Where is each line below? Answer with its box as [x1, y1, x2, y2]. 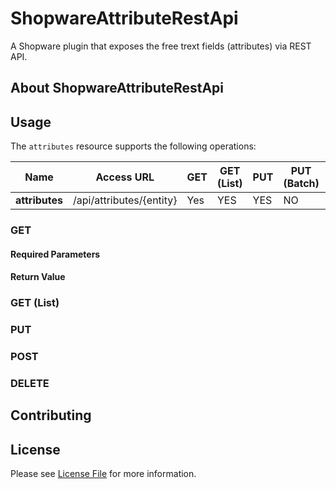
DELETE [10, 376, 50, 390]
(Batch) [283, 177, 320, 191]
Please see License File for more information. [10, 468, 197, 480]
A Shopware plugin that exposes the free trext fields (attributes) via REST [10, 40, 312, 52]
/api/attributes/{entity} [73, 193, 178, 207]
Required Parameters [10, 248, 101, 260]
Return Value [10, 271, 66, 283]
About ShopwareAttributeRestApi [10, 80, 225, 97]
